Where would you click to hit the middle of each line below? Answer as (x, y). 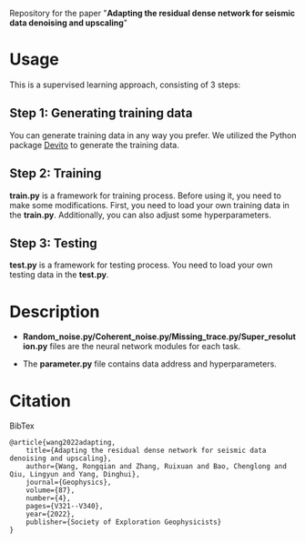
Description (55, 312)
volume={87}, (51, 490)
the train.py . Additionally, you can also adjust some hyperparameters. (140, 215)
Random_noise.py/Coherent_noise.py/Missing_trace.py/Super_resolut (159, 337)
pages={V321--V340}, (65, 507)
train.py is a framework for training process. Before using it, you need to (146, 196)
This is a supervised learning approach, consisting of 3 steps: (125, 85)
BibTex (22, 426)
